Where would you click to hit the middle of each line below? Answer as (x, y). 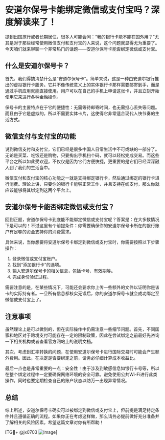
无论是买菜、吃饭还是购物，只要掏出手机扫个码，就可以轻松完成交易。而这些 (82, 155)
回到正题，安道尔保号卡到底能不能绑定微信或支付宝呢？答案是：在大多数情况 (82, 220)
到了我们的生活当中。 (31, 167)
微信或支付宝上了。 (24, 300)
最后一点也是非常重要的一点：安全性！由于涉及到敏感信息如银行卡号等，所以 (82, 368)
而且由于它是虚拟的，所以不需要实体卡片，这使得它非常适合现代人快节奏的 (80, 113)
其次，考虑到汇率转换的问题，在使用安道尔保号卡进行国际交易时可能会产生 (80, 352)
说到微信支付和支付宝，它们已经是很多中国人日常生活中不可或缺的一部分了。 (82, 149)
